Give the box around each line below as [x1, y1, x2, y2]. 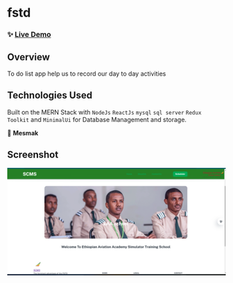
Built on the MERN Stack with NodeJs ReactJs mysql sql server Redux [7, 108, 202, 116]
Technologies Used [7, 89, 92, 101]
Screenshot [7, 149, 59, 161]
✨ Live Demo [7, 30, 51, 40]
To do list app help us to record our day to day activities [7, 69, 166, 78]
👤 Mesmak [7, 128, 39, 137]
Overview [7, 51, 51, 63]
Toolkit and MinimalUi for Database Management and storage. [7, 115, 187, 123]
